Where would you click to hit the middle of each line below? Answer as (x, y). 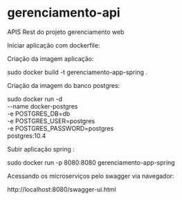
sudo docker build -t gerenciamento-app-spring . (77, 72)
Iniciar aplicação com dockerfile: (54, 45)
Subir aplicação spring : (41, 149)
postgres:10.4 (27, 136)
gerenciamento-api (64, 13)
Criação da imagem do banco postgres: (64, 85)
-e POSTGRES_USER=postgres (51, 121)
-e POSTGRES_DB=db (39, 113)
